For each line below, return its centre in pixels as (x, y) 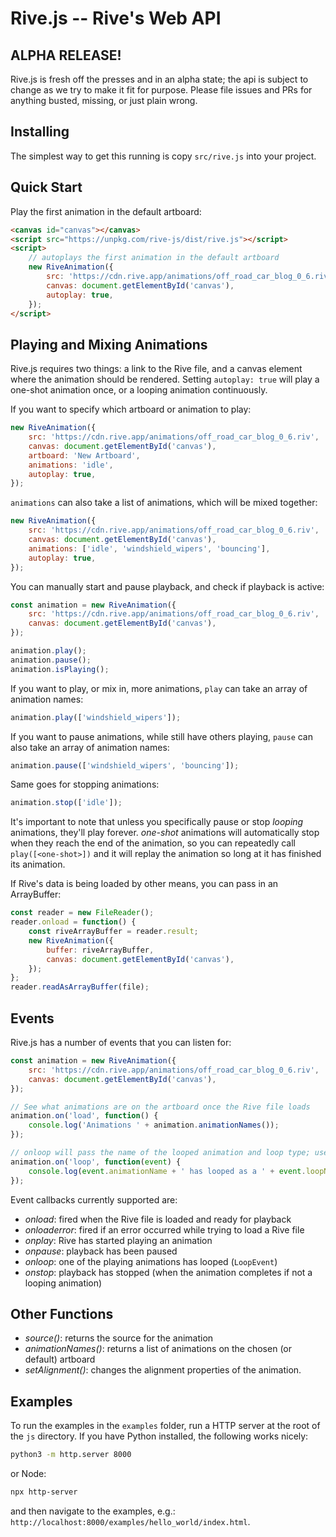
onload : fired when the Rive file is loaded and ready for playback (158, 1219)
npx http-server (44, 1492)
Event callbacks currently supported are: (94, 1199)
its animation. (38, 864)
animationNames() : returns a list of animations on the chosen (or (158, 1349)
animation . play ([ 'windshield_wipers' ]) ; (96, 717)
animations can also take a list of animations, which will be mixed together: (164, 503)
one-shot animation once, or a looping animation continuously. (139, 390)
